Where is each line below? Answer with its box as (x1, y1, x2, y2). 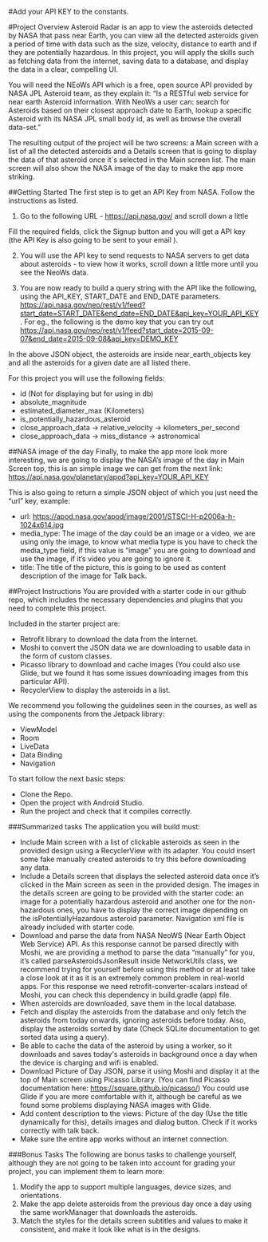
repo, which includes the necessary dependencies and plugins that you (8, 595, 243, 604)
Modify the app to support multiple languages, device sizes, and (19, 1182, 231, 1192)
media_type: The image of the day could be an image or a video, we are (19, 528, 256, 538)
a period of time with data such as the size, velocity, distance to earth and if (8, 39, 258, 49)
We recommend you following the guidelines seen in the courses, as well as (8, 701, 258, 710)
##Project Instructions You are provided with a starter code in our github (8, 587, 246, 595)
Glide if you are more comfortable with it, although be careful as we (19, 1092, 242, 1101)
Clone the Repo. (19, 789, 73, 799)
